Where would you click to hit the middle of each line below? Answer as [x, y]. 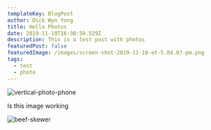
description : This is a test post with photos [76, 40]
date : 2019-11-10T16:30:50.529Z [54, 33]
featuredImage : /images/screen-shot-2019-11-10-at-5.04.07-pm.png [106, 53]
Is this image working [38, 106]
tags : [15, 59]
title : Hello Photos [37, 27]
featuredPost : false [37, 46]
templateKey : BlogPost [40, 14]
